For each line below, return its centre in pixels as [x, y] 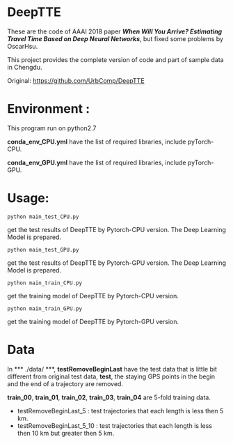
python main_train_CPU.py [45, 283]
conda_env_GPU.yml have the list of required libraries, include [97, 162]
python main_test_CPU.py [43, 217]
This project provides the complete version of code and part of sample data [115, 59]
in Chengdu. [25, 67]
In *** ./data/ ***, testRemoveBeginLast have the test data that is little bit [112, 369]
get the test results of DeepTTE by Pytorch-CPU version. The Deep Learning [116, 229]
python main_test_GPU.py [43, 250]
